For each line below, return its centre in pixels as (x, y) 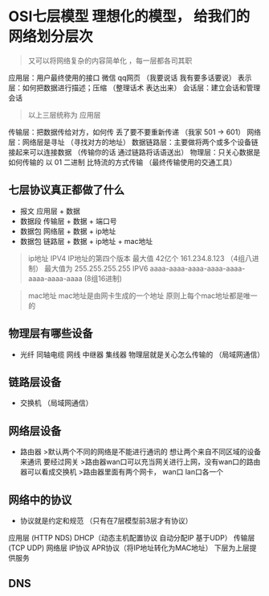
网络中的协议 (40, 500)
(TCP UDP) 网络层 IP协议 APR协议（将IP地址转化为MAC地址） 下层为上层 (129, 548)
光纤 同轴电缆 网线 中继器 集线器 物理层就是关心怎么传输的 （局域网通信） (142, 354)
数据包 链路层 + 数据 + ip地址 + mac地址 (86, 241)
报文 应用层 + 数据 (50, 211)
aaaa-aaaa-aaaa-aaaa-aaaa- (198, 268)
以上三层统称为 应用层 (64, 114)
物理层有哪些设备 (51, 334)
